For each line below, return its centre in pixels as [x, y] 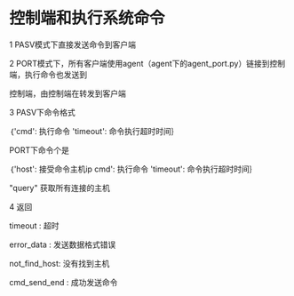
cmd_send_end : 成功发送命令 [64, 282]
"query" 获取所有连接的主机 [60, 188]
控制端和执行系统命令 [87, 18]
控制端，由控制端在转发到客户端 [68, 93]
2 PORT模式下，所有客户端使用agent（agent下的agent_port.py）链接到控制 [147, 63]
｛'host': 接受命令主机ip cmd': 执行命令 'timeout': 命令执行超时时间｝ [133, 169]
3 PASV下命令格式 [42, 112]
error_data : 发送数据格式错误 [63, 244]
